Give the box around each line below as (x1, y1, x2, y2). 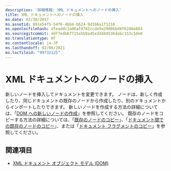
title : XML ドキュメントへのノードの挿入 (5, 12, 84, 17)
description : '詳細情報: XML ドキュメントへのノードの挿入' (5, 7, 122, 13)
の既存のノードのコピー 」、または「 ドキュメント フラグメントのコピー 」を (5, 123, 161, 129)
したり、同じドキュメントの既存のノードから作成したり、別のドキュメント (5, 98, 162, 104)
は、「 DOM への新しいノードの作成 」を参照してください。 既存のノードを (5, 110, 159, 117)
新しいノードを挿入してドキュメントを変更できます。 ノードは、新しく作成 (5, 91, 163, 97)
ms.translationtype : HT (5, 36, 56, 41)
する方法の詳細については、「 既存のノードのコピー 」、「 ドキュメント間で (14, 117, 164, 123)
